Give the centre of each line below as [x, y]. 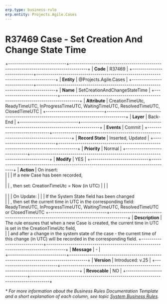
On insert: [48, 170]
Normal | [113, 148]
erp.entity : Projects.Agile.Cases [41, 14]
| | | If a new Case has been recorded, [44, 175]
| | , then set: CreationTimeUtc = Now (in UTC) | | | [57, 186]
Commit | [134, 127]
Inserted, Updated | [129, 138]
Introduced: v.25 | [133, 260]
